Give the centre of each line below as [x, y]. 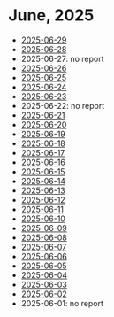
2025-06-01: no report [62, 303]
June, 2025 [51, 15]
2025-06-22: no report [63, 105]
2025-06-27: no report [62, 58]
